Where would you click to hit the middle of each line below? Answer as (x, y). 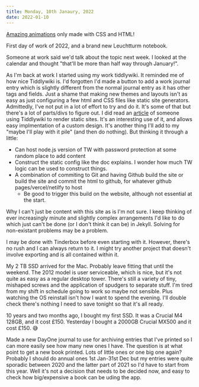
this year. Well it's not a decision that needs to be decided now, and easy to (98, 371)
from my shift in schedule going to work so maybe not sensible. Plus (89, 291)
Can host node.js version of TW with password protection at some (95, 150)
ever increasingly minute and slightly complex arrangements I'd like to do (95, 218)
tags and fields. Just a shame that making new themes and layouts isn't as (97, 94)
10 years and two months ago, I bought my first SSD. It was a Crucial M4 (94, 315)
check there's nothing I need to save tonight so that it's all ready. (85, 304)
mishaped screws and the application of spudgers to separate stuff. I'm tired (99, 285)
